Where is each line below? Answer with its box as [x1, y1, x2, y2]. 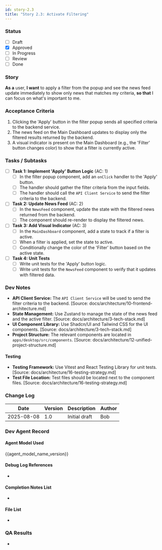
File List [5, 506, 22, 512]
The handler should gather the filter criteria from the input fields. [19, 184, 150, 190]
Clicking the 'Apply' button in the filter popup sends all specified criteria [12, 119, 158, 125]
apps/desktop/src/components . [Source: [12, 337, 92, 343]
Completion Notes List [5, 484, 52, 490]
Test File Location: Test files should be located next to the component [12, 375, 155, 381]
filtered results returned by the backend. [12, 134, 94, 140]
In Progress [12, 50, 36, 56]
